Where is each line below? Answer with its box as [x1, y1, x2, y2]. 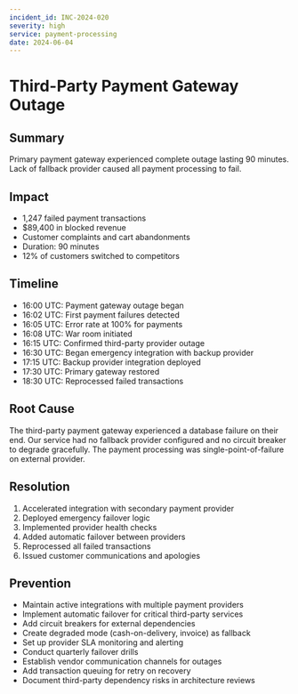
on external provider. [9, 453, 86, 464]
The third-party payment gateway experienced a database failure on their [9, 424, 278, 436]
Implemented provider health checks [21, 521, 157, 532]
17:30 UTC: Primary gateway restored [21, 366, 160, 376]
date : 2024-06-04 [9, 37, 74, 47]
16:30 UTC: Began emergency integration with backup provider [21, 347, 254, 358]
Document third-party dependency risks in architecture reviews [21, 675, 255, 686]
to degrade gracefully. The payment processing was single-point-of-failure [9, 444, 285, 455]
